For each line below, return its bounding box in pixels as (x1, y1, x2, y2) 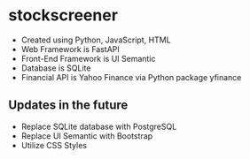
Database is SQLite (20, 63, 91, 73)
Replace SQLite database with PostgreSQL (20, 121, 177, 132)
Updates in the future (8, 98, 129, 113)
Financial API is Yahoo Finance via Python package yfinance (20, 72, 242, 82)
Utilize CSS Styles (20, 140, 88, 150)
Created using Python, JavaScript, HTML (20, 34, 171, 45)
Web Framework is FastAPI (20, 43, 121, 54)
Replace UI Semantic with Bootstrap (20, 130, 152, 141)
